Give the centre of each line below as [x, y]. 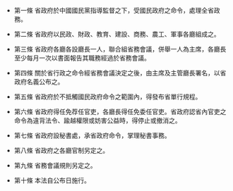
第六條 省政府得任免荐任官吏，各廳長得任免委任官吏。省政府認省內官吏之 [120, 112]
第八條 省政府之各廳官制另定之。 [61, 150]
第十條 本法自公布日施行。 [52, 180]
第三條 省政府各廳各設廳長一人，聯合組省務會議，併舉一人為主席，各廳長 [120, 49]
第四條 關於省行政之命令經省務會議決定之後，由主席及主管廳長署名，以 [117, 73]
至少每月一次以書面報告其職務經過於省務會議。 [82, 58]
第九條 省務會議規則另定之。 [55, 165]
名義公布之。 [45, 82]
